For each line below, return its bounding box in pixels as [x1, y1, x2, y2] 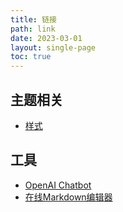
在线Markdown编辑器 [24, 191, 113, 203]
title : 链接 [10, 14, 57, 25]
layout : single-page [10, 42, 97, 53]
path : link [10, 24, 56, 34]
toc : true [10, 52, 52, 62]
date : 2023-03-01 [10, 33, 83, 43]
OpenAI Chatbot [24, 179, 92, 191]
